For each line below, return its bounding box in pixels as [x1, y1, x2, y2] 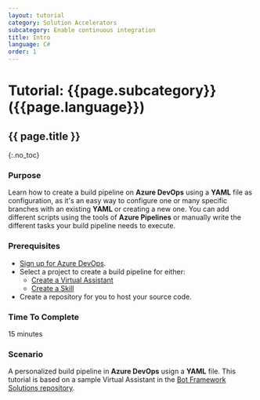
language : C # [8, 41, 51, 49]
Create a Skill [31, 283, 74, 293]
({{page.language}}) [8, 99, 145, 116]
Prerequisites [8, 241, 60, 252]
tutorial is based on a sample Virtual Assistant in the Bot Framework [8, 375, 226, 384]
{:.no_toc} [8, 151, 40, 159]
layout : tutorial [8, 11, 65, 20]
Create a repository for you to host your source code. [19, 292, 192, 301]
